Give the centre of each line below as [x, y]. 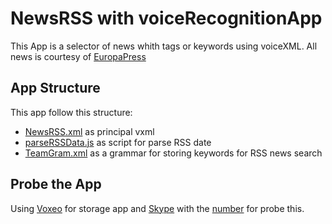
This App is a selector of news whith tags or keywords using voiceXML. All [164, 46]
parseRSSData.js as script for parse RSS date [118, 142]
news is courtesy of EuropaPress [78, 56]
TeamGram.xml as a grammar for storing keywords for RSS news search [173, 153]
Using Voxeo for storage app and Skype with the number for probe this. [157, 208]
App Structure [55, 88]
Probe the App [56, 184]
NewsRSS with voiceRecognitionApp [166, 18]
